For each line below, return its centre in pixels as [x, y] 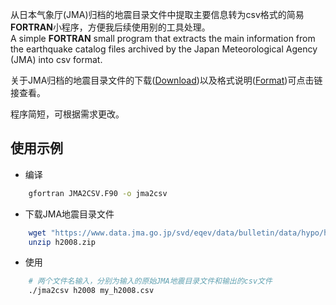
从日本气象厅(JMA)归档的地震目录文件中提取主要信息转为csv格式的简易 [157, 14]
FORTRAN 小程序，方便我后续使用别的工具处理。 [110, 27]
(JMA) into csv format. [56, 59]
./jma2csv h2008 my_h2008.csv [91, 291]
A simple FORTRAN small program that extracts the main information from [163, 38]
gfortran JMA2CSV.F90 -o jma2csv [98, 193]
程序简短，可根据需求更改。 [67, 114]
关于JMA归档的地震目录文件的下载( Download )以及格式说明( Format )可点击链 [166, 80]
